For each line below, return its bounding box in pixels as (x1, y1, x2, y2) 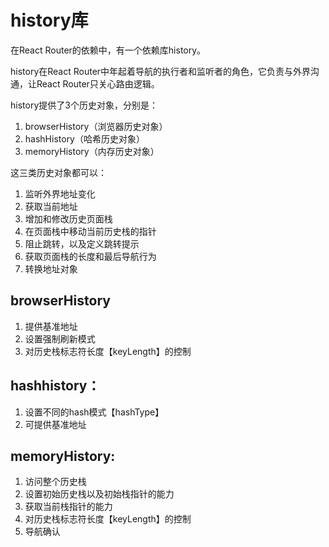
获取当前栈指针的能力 (24, 501, 113, 513)
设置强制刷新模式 (24, 332, 96, 345)
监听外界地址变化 (24, 187, 96, 200)
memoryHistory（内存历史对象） (24, 145, 160, 157)
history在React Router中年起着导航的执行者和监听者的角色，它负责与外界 (10, 65, 312, 77)
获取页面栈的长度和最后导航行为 (24, 250, 157, 262)
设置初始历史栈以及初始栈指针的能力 (24, 488, 175, 500)
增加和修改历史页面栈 (24, 212, 113, 225)
